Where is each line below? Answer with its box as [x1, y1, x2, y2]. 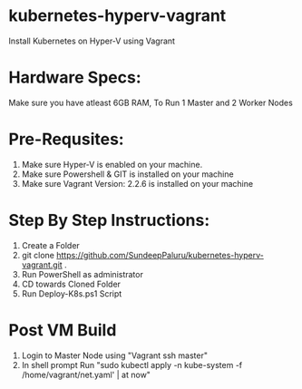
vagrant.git [21, 259, 63, 270]
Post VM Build [8, 319, 117, 340]
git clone [21, 249, 55, 260]
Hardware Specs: [8, 67, 141, 88]
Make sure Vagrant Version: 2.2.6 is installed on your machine [21, 178, 254, 189]
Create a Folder [21, 239, 81, 250]
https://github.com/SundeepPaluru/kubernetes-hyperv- [56, 249, 264, 260]
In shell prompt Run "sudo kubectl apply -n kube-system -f [21, 359, 242, 370]
